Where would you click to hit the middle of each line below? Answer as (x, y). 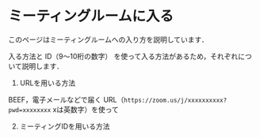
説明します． (43, 66)
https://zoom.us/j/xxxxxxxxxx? (176, 100)
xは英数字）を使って (86, 109)
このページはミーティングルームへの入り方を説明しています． (108, 39)
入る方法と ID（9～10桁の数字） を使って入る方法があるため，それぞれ (123, 56)
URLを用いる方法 (48, 83)
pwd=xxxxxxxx (30, 110)
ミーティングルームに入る (91, 16)
